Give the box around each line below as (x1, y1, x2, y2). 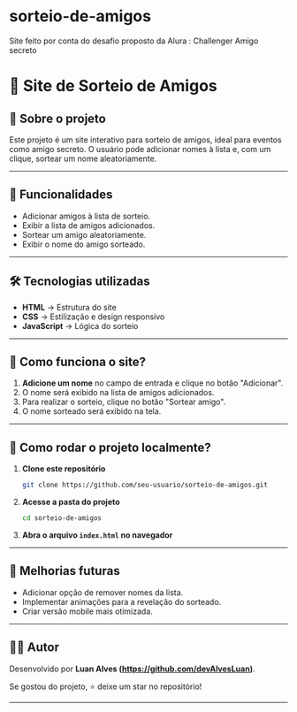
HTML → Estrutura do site (21, 302, 117, 312)
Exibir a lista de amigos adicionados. (21, 219, 156, 231)
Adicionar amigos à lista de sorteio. (21, 211, 151, 221)
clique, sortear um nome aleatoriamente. (9, 153, 157, 164)
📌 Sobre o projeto (9, 111, 106, 126)
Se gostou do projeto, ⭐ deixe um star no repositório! (9, 681, 202, 692)
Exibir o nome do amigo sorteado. (21, 239, 146, 249)
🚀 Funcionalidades (9, 188, 113, 203)
